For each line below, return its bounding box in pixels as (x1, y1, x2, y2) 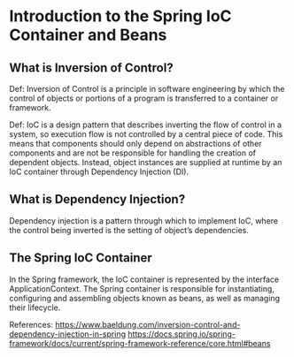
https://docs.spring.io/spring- (128, 329, 236, 339)
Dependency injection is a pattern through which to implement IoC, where (9, 215, 279, 226)
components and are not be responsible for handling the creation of (9, 148, 257, 158)
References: (9, 319, 53, 330)
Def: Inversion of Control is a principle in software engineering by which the (9, 84, 285, 94)
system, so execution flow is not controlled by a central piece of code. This (9, 129, 283, 139)
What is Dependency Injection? (9, 192, 186, 207)
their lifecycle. (9, 302, 61, 313)
